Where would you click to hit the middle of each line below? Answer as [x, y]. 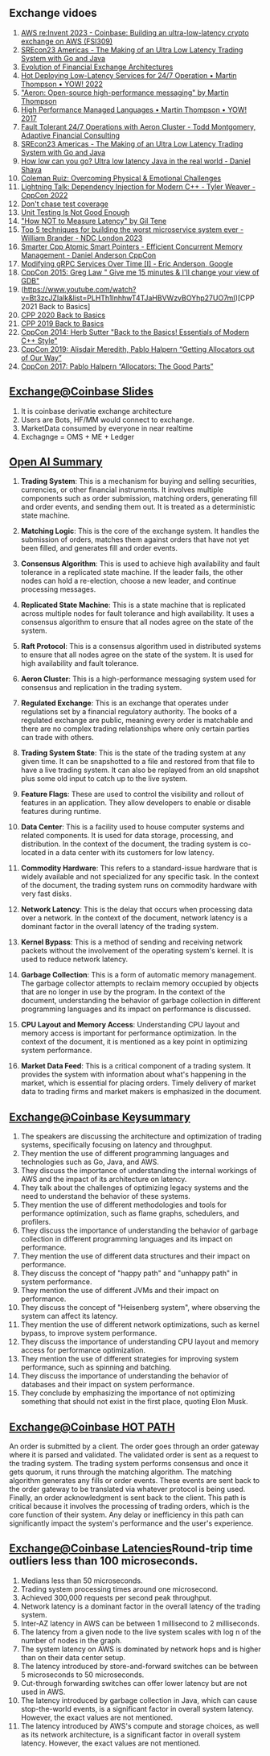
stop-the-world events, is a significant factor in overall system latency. [137, 1708]
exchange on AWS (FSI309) [67, 41]
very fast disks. [46, 894]
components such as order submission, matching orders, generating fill [139, 498]
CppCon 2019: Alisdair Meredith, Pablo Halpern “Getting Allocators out [138, 349]
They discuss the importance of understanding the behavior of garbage [139, 1230]
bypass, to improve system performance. [89, 1333]
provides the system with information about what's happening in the [133, 1075]
